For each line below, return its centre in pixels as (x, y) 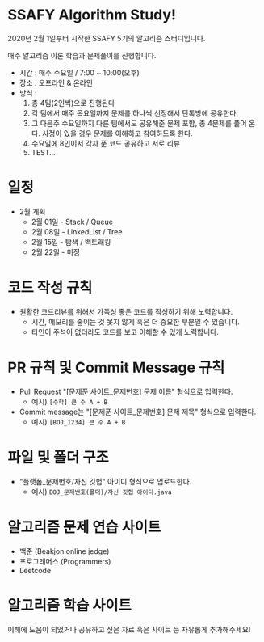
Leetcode (35, 570)
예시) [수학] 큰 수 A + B (69, 401)
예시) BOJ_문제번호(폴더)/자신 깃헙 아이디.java (101, 492)
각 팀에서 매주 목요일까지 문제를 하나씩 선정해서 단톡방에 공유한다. (135, 113)
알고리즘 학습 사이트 (70, 605)
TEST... (43, 152)
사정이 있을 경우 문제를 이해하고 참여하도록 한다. (117, 133)
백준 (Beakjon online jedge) (64, 551)
